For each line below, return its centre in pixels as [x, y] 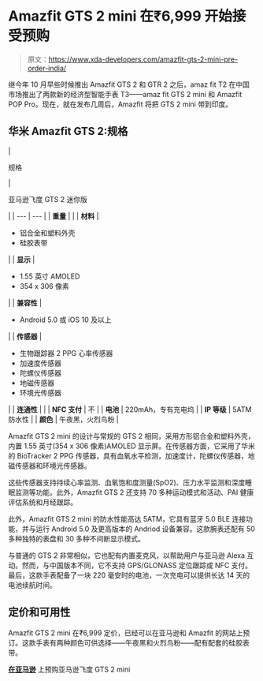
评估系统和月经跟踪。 [43, 502]
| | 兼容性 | [25, 303]
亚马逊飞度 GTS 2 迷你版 [48, 199]
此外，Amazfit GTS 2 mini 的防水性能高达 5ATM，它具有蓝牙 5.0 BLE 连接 [127, 518]
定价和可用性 [39, 612]
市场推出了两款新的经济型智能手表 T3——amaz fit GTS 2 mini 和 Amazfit [125, 94]
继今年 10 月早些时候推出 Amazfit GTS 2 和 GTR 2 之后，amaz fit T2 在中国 [129, 84]
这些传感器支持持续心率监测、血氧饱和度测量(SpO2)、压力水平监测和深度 [127, 482]
